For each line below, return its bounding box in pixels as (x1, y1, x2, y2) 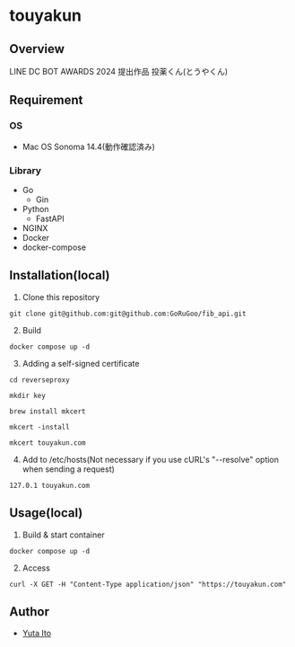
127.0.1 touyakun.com (9, 481, 91, 490)
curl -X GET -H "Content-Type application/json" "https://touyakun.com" (9, 580, 287, 589)
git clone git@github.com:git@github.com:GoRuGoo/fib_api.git (9, 309, 247, 318)
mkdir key (9, 391, 47, 400)
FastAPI (35, 213, 65, 224)
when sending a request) (22, 464, 115, 474)
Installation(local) (9, 268, 110, 283)
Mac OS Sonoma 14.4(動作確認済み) (22, 141, 155, 152)
